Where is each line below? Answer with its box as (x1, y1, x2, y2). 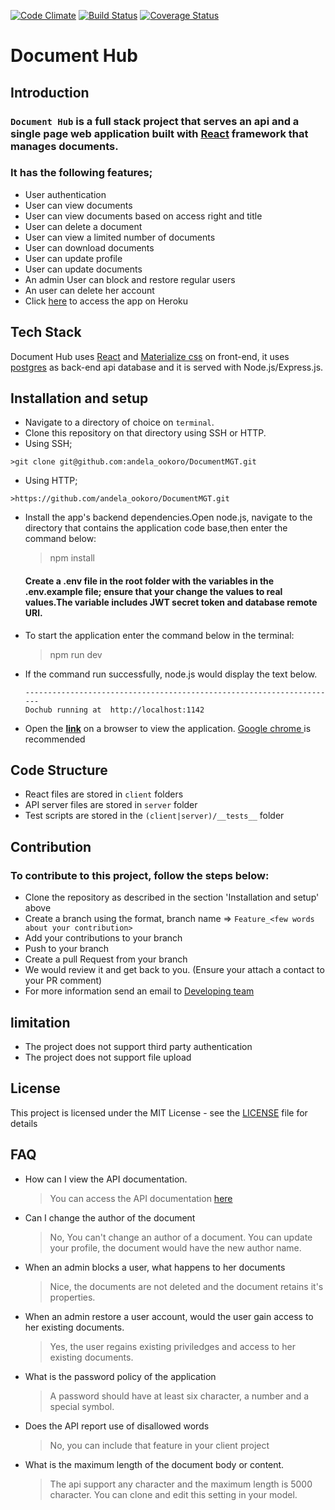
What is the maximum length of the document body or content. (24, 1458, 285, 1470)
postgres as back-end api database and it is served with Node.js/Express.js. (10, 361, 324, 373)
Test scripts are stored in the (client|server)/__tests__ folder (24, 810, 285, 822)
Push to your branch (24, 943, 110, 955)
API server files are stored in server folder (24, 799, 198, 811)
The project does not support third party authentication (24, 1040, 253, 1052)
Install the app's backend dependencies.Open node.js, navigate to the (24, 511, 313, 524)
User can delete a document (24, 220, 143, 232)
